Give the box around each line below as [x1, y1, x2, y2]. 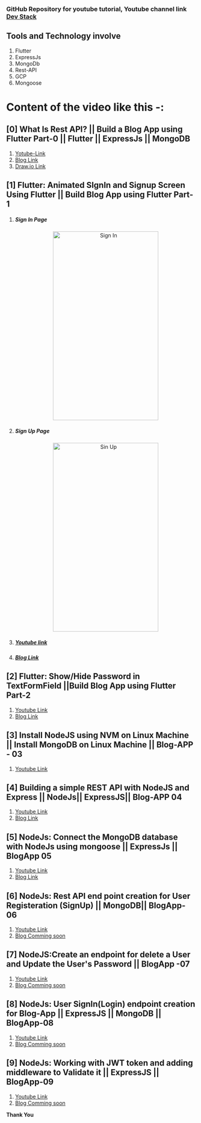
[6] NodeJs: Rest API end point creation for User [6, 890, 191, 901]
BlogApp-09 [6, 1077, 54, 1087]
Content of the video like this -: [6, 100, 164, 114]
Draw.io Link [14, 162, 46, 170]
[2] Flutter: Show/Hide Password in [6, 671, 140, 681]
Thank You [6, 1111, 34, 1118]
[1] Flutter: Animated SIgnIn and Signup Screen [6, 180, 185, 190]
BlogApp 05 [6, 851, 52, 861]
